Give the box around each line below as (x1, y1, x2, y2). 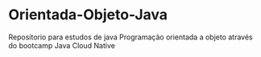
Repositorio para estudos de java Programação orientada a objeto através (8, 32, 254, 42)
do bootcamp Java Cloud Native (8, 40, 115, 50)
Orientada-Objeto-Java (8, 6, 168, 24)
